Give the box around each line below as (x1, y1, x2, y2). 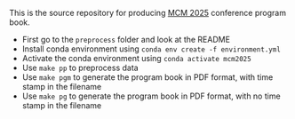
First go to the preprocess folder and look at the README (21, 35, 231, 44)
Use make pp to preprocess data (21, 62, 140, 73)
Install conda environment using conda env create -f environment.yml (21, 44, 282, 54)
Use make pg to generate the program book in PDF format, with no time (21, 91, 282, 101)
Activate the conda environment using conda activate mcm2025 (21, 53, 251, 63)
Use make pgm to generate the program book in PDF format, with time (21, 72, 274, 83)
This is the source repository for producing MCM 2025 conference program (9, 8, 287, 18)
